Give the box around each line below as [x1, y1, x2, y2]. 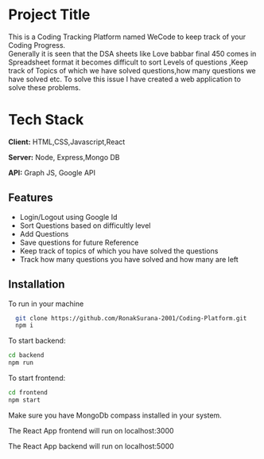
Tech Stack [8, 111, 84, 129]
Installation [8, 277, 65, 292]
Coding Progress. [8, 40, 66, 49]
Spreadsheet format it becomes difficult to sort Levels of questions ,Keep [8, 57, 248, 67]
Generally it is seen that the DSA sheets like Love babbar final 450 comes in [8, 49, 257, 58]
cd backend [8, 351, 45, 359]
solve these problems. [8, 82, 81, 92]
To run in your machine [8, 299, 84, 308]
